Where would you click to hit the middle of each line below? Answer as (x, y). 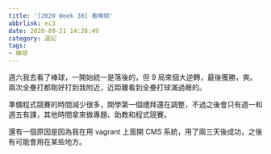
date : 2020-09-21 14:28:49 (54, 31)
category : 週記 (33, 38)
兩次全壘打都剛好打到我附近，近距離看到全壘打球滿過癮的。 (107, 87)
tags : (17, 46)
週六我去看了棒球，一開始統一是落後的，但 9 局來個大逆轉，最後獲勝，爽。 (133, 77)
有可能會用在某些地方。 (47, 142)
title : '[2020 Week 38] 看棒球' (61, 16)
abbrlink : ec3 (32, 23)
